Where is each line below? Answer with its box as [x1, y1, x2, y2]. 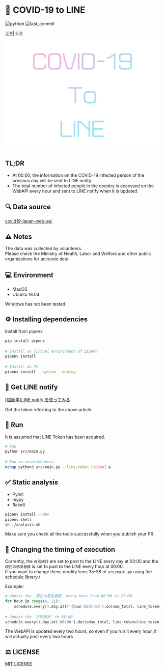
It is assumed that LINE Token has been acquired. [5, 434, 106, 440]
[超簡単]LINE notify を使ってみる [5, 396, 70, 402]
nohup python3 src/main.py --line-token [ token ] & [5, 465, 111, 470]
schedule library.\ [5, 574, 41, 580]
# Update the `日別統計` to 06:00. [5, 614, 75, 619]
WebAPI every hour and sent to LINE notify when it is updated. [12, 188, 138, 194]
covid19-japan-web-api [5, 218, 53, 224]
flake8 [12, 502, 26, 507]
